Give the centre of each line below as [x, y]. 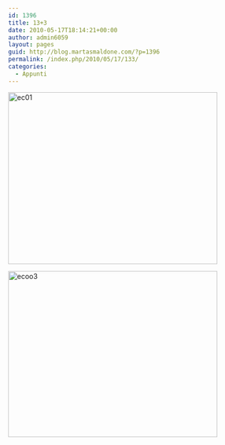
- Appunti [31, 74]
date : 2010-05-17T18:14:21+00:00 [63, 30]
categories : [28, 67]
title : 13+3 [28, 23]
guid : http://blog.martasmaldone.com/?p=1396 [84, 52]
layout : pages [31, 45]
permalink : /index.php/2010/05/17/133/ [74, 60]
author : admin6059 [38, 37]
